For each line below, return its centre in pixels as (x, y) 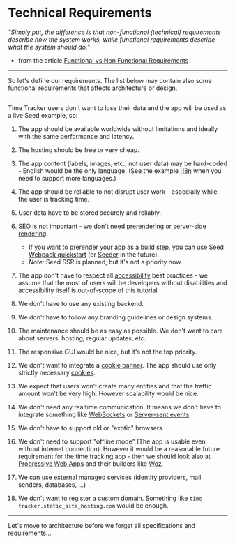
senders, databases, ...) (52, 484)
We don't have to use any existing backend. (81, 303)
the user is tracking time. (54, 199)
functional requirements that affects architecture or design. (93, 88)
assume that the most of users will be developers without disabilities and (122, 282)
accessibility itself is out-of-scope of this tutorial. (89, 290)
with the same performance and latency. (76, 136)
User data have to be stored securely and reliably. (89, 212)
